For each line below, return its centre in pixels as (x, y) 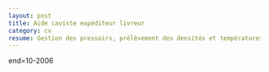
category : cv (30, 30)
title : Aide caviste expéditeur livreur (77, 23)
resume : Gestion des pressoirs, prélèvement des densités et (112, 38)
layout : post (30, 16)
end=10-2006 (31, 61)
